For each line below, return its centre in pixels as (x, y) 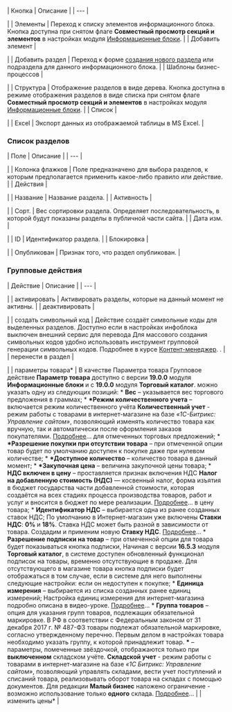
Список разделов (38, 140)
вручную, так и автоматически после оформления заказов (95, 428)
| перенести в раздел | (41, 356)
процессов (23, 74)
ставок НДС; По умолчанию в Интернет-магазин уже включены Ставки (114, 517)
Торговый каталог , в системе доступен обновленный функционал (106, 554)
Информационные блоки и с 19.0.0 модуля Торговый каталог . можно (113, 385)
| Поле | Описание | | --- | (45, 156)
